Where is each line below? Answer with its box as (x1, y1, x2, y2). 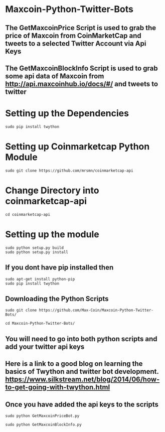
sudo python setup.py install (5, 249, 69, 254)
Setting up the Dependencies (5, 108, 129, 119)
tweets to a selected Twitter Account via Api (5, 39, 146, 48)
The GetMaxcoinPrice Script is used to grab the (5, 24, 156, 32)
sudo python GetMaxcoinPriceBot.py (5, 413, 80, 418)
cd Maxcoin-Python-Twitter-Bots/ (5, 321, 75, 326)
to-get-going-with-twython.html (5, 383, 110, 392)
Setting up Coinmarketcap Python (5, 141, 150, 153)
